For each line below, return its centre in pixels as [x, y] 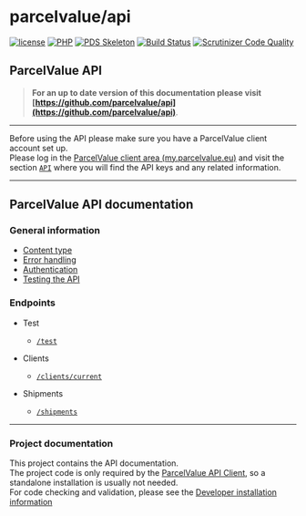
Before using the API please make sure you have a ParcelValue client [138, 138]
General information [55, 231]
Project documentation [61, 443]
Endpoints [33, 303]
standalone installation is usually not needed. [94, 483]
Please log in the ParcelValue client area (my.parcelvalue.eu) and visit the [147, 158]
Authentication [50, 270]
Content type [47, 250]
